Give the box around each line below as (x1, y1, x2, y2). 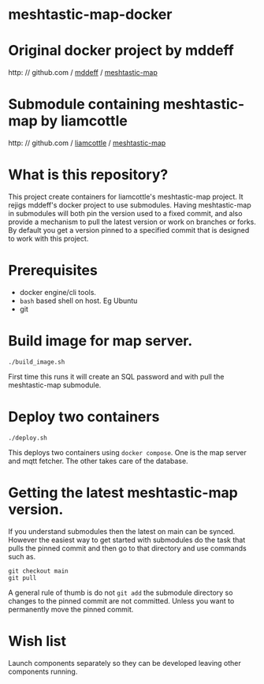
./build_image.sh (8, 357, 65, 366)
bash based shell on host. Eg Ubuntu (19, 296, 138, 305)
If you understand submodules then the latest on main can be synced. (8, 526, 236, 536)
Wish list (8, 632, 67, 650)
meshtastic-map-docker (8, 6, 173, 24)
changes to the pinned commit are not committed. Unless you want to (8, 596, 235, 605)
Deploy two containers (8, 408, 160, 426)
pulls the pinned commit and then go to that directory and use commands (8, 543, 247, 553)
